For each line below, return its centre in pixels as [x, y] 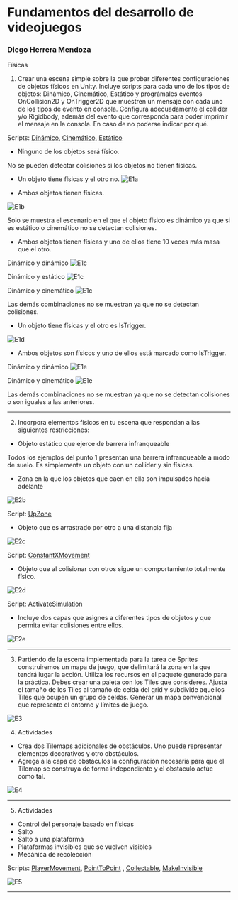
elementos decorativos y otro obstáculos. [78, 754]
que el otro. [34, 249]
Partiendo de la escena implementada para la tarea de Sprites [108, 660]
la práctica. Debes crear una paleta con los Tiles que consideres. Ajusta [123, 682]
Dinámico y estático [36, 277]
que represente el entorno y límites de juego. [83, 705]
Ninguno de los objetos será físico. [68, 152]
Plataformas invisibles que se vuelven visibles [85, 847]
